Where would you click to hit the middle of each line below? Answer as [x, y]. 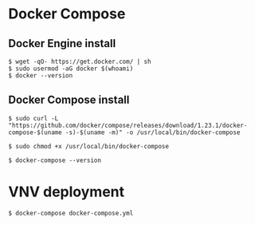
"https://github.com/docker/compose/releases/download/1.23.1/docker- [128, 125]
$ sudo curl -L [33, 118]
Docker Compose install [69, 100]
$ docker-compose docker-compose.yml [71, 213]
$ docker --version [41, 76]
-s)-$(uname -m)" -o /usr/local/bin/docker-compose [153, 132]
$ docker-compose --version [55, 160]
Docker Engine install [62, 43]
